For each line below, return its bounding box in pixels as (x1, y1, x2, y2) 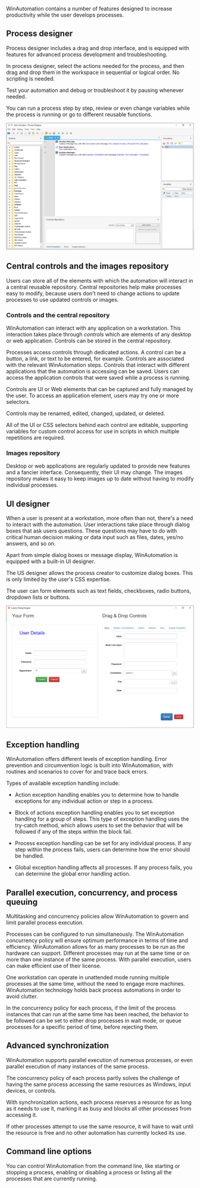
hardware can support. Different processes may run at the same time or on (6, 949, 190, 957)
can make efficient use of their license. (6, 963, 102, 970)
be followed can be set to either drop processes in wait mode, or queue (6, 1017, 182, 1025)
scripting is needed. (6, 75, 55, 82)
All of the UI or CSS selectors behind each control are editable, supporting (6, 422, 189, 429)
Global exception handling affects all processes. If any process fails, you (14, 864, 192, 871)
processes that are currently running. (6, 1175, 98, 1182)
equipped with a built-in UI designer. (6, 558, 95, 565)
